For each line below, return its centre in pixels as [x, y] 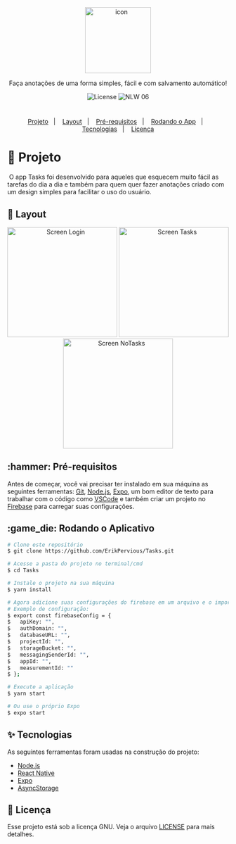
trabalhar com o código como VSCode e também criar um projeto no [106, 498]
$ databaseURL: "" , [39, 635]
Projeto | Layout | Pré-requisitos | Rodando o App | [116, 122]
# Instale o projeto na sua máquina [61, 584]
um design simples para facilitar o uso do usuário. [79, 192]
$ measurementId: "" [40, 668]
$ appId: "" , [29, 661]
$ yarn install [29, 590]
